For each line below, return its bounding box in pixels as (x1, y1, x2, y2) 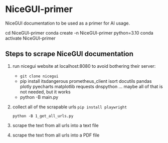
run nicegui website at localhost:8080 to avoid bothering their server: (12, 63, 156, 69)
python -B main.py (20, 94, 59, 100)
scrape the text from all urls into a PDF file (12, 132, 100, 138)
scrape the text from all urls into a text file (12, 122, 99, 128)
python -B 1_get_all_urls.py (12, 113, 74, 118)
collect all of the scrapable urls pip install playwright (12, 104, 127, 110)
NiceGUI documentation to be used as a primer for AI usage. (5, 20, 130, 26)
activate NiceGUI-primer (5, 35, 56, 41)
